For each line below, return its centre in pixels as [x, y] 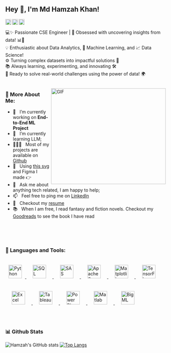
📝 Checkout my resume [38, 203]
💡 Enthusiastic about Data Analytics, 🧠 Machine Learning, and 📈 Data [78, 48]
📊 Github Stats [24, 332]
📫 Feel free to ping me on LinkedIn [51, 196]
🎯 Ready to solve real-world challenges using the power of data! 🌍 [76, 74]
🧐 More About [23, 94]
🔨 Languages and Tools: [36, 250]
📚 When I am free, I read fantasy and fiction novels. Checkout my [83, 209]
